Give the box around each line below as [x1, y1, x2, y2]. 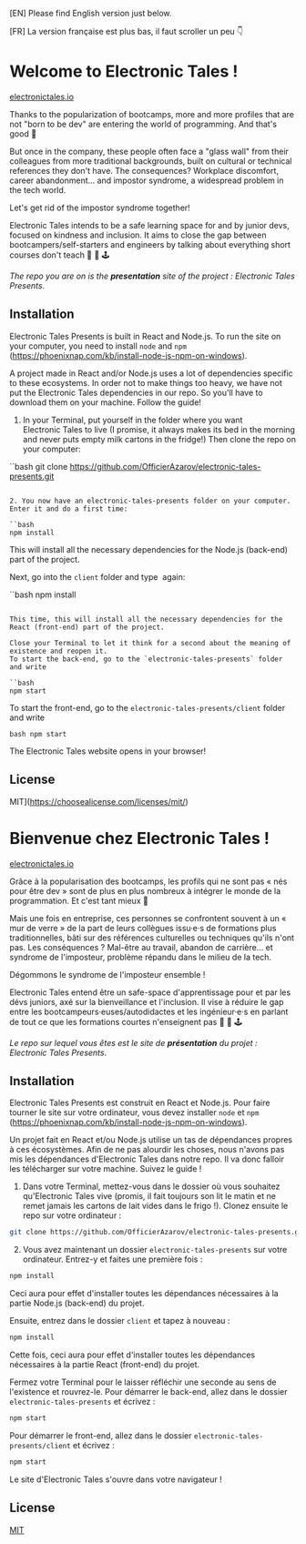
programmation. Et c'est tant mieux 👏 [9, 895, 148, 906]
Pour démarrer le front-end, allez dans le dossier [9, 1429, 192, 1441]
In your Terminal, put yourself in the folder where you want [22, 414, 243, 425]
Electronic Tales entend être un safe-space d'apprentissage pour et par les [9, 987, 291, 998]
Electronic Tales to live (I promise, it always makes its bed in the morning [22, 423, 296, 435]
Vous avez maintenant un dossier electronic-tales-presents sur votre [22, 1244, 288, 1255]
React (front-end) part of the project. [9, 623, 166, 632]
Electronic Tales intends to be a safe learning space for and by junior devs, [9, 219, 290, 230]
